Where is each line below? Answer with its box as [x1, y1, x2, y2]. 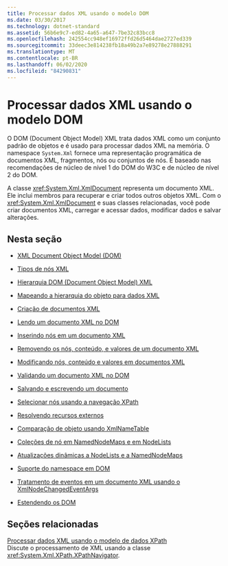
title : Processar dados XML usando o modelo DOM [7, 10, 149, 17]
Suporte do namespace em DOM [16, 464, 111, 473]
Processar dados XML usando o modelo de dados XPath [7, 536, 167, 545]
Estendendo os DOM [16, 499, 76, 507]
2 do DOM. [7, 171, 38, 179]
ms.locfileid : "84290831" [7, 67, 81, 74]
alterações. [7, 214, 39, 222]
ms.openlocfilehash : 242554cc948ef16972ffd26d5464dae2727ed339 [7, 36, 192, 43]
